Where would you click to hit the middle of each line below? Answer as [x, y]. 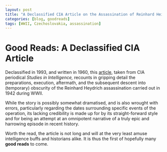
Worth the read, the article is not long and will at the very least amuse [76, 134]
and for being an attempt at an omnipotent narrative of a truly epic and [77, 119]
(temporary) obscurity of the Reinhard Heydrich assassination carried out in [83, 88]
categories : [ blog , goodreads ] [38, 19]
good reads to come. [27, 144]
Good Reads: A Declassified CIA [73, 48]
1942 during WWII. [24, 93]
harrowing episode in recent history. [42, 124]
